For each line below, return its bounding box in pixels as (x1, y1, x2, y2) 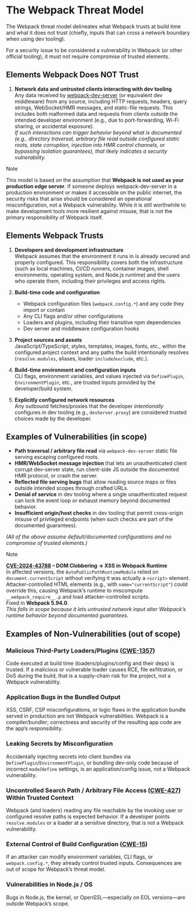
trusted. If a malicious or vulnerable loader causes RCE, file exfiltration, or (6, 666, 183, 673)
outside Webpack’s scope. (6, 900, 70, 907)
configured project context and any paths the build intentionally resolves (14, 349, 189, 356)
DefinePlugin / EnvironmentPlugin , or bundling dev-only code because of (6, 759, 179, 766)
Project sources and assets (14, 336, 82, 343)
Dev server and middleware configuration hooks (23, 325, 139, 332)
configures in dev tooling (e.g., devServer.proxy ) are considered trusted (14, 409, 187, 416)
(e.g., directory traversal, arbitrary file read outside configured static (14, 135, 180, 142)
